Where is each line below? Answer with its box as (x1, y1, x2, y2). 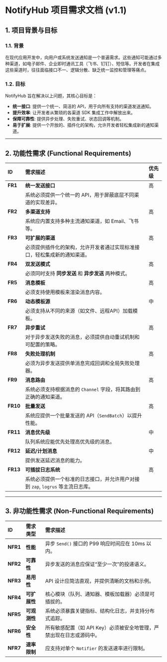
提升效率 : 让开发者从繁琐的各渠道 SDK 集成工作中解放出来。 (12, 110, 136, 116)
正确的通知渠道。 (25, 393, 66, 400)
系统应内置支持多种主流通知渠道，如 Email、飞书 (25, 217, 139, 224)
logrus (42, 484, 58, 490)
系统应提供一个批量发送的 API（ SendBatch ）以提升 (25, 412, 143, 419)
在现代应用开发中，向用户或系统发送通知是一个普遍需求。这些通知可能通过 (5, 54, 158, 60)
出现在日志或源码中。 (50, 632, 100, 639)
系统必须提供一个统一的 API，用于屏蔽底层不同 (25, 191, 134, 198)
